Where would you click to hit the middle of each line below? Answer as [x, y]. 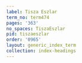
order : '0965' [24, 40]
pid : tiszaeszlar [28, 34]
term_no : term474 [28, 17]
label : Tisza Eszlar [32, 12]
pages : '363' [22, 23]
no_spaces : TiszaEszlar [36, 28]
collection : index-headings [41, 51]
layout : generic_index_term [41, 46]
